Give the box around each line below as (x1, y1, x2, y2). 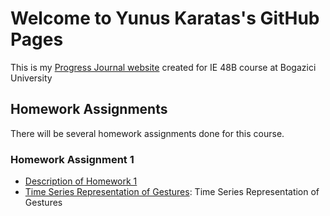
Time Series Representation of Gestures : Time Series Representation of (24, 186, 320, 198)
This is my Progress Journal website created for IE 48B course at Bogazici (10, 61, 317, 73)
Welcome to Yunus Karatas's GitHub (10, 7, 320, 30)
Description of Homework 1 (24, 175, 138, 187)
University (10, 72, 53, 84)
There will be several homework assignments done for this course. (10, 127, 285, 139)
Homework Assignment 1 (10, 152, 135, 166)
